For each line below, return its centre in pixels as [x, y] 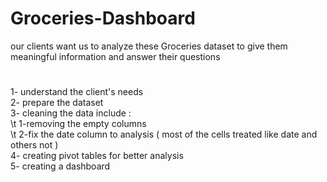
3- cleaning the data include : [71, 113]
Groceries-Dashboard [103, 18]
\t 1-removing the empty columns [78, 124]
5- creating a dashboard [60, 166]
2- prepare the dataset [57, 103]
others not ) [34, 145]
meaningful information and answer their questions [115, 56]
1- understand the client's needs [77, 92]
